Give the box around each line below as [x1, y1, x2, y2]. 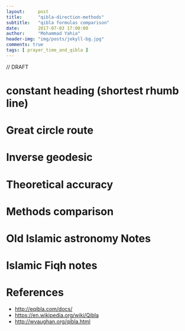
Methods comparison [6, 205, 114, 218]
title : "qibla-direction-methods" [6, 14, 105, 20]
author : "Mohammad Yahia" [6, 31, 81, 37]
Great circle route [6, 124, 93, 137]
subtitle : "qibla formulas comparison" [6, 20, 110, 25]
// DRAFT [6, 63, 29, 70]
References [6, 286, 64, 299]
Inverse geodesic [6, 151, 93, 164]
